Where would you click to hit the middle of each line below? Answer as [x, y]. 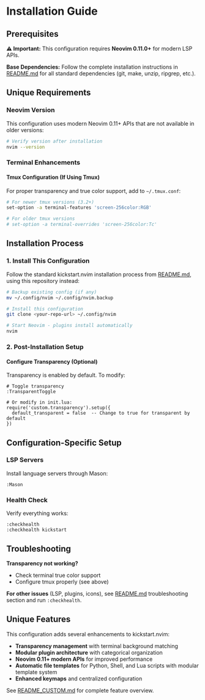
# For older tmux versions [41, 219]
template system [36, 672]
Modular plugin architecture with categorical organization [89, 652]
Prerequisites [32, 34]
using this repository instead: [43, 280]
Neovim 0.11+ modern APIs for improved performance [84, 659]
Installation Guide [52, 11]
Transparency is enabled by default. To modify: [66, 375]
